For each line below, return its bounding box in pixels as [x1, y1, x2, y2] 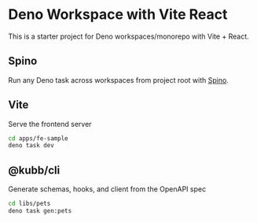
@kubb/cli [8, 163, 61, 177]
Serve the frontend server [8, 119, 92, 128]
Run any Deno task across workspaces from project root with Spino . [8, 75, 229, 84]
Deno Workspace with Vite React [8, 6, 228, 24]
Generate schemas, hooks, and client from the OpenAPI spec [8, 184, 207, 194]
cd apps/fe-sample [8, 134, 68, 143]
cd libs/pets [8, 199, 51, 208]
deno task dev [8, 142, 55, 150]
